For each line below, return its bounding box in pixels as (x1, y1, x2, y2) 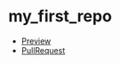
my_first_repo (8, 6, 112, 27)
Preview (20, 36, 52, 46)
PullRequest (20, 44, 66, 55)
